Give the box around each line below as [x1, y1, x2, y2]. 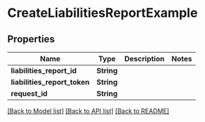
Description [124, 54, 165, 63]
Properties [7, 33, 55, 45]
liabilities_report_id [11, 66, 77, 75]
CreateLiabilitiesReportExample [7, 5, 198, 21]
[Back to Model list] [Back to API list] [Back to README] [7, 107, 170, 115]
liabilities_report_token [11, 78, 90, 87]
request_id [11, 89, 48, 98]
